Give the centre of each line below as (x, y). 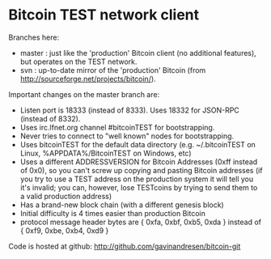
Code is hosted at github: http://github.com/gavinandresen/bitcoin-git (125, 246)
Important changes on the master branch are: (84, 94)
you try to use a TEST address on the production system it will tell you (136, 179)
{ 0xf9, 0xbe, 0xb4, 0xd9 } (64, 230)
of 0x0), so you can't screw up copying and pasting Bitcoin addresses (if (141, 170)
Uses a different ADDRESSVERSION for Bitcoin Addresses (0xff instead (139, 161)
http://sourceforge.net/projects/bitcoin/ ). (88, 79)
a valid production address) (66, 196)
